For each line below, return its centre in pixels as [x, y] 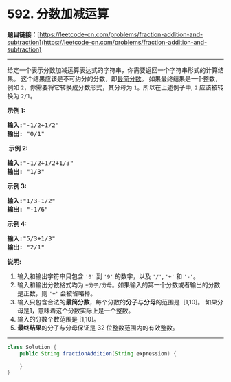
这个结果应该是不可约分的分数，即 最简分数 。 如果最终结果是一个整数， [121, 78]
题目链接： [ [23, 34]
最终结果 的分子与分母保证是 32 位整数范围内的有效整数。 [98, 328]
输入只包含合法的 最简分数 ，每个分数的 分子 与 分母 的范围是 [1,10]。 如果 [117, 302]
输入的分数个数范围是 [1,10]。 [58, 319]
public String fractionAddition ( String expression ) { [98, 353]
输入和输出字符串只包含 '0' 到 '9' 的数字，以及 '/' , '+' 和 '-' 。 [108, 276]
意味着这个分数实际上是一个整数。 [86, 311]
